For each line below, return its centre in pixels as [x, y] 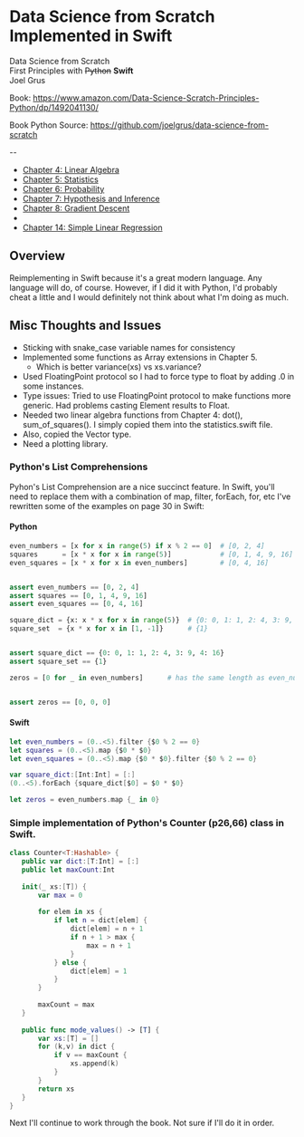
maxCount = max [66, 1005]
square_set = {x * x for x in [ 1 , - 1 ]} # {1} [109, 629]
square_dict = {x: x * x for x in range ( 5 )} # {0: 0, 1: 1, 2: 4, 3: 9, [152, 621]
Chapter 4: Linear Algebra [71, 169]
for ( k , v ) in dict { [76, 1047]
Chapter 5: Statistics [61, 179]
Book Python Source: [49, 125]
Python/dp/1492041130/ [54, 107]
